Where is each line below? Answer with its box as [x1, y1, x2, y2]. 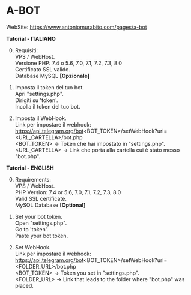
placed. [14, 282, 34, 289]
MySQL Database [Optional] [14, 201, 86, 209]
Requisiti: [14, 46, 38, 54]
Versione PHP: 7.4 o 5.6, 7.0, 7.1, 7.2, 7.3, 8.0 [14, 59, 122, 67]
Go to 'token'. [14, 225, 49, 233]
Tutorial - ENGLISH [6, 164, 54, 171]
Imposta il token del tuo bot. [14, 83, 84, 91]
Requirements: [14, 176, 51, 183]
